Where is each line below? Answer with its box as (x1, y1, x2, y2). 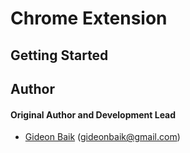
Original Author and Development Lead (10, 108, 177, 121)
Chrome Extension (10, 7, 168, 30)
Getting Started (10, 47, 109, 64)
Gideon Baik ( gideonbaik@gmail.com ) (24, 131, 181, 143)
